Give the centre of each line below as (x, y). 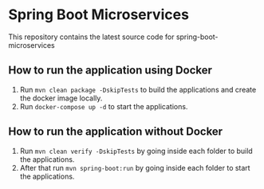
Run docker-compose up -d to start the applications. (104, 106)
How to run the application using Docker (110, 71)
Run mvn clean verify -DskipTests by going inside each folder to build (136, 151)
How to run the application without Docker (116, 132)
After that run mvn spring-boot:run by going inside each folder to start (135, 167)
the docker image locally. (61, 98)
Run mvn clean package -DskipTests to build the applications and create (138, 89)
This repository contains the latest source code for (91, 37)
